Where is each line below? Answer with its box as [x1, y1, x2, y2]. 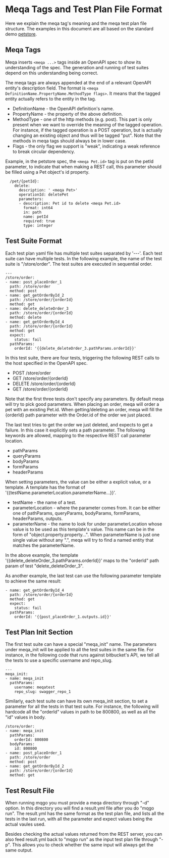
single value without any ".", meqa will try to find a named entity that [12, 537, 154, 543]
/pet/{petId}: [10, 178, 39, 184]
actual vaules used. [5, 821, 46, 827]
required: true [23, 218, 55, 223]
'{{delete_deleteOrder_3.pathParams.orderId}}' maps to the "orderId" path [5, 557, 159, 563]
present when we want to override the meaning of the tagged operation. [12, 121, 163, 127]
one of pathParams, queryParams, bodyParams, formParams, [12, 510, 141, 516]
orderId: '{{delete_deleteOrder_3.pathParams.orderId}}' [14, 346, 137, 351]
